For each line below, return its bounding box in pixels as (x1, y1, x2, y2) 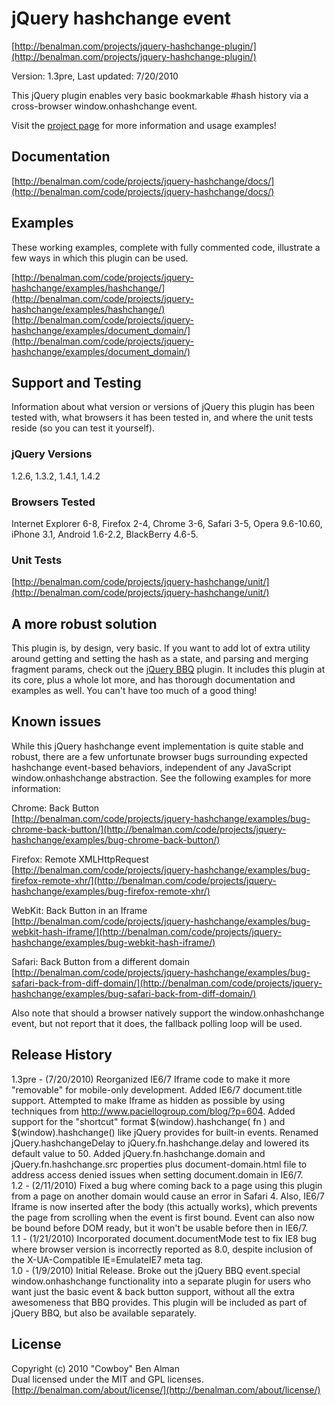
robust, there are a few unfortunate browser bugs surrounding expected (11, 750, 309, 762)
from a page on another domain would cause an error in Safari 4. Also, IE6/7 (11, 1190, 325, 1202)
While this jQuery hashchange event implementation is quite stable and (11, 740, 304, 752)
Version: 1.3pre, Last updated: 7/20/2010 (11, 70, 179, 82)
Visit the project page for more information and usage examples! (11, 119, 277, 131)
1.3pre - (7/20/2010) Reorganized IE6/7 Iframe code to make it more (11, 1073, 291, 1085)
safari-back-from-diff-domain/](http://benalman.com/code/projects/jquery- (11, 977, 323, 989)
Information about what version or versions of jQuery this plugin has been (11, 401, 315, 413)
